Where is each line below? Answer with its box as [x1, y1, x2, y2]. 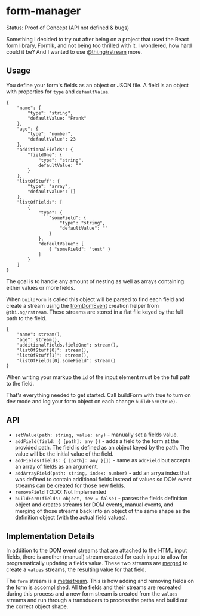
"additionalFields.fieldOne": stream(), [17, 342, 119, 348]
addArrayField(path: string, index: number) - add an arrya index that [14, 469, 190, 477]
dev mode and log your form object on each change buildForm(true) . [6, 397, 177, 405]
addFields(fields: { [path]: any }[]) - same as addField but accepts [14, 456, 191, 463]
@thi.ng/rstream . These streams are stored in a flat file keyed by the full [6, 308, 183, 315]
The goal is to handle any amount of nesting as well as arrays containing [6, 277, 184, 285]
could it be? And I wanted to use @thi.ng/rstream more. [6, 48, 142, 55]
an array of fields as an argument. [14, 463, 99, 470]
